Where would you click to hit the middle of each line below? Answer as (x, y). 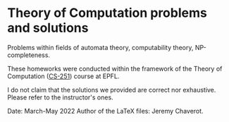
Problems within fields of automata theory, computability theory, (100, 47)
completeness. (29, 55)
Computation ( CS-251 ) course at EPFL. (63, 76)
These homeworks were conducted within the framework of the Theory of (115, 68)
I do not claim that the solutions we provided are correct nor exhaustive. (112, 90)
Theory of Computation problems (107, 13)
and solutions (48, 28)
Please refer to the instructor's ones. (61, 97)
